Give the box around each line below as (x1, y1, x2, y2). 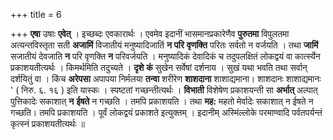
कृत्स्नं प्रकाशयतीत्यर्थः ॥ (10, 118, 85, 129)
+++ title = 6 (10, 9, 62, 20)
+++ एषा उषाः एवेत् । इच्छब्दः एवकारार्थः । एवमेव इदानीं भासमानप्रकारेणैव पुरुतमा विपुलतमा (10, 28, 290, 39)
